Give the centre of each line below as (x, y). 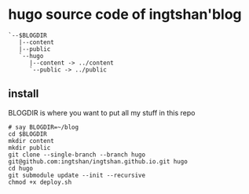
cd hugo (21, 168)
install (24, 94)
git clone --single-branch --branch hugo (77, 155)
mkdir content (31, 141)
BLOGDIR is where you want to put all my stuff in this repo (102, 112)
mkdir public (29, 148)
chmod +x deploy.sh (40, 182)
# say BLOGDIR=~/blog (44, 127)
